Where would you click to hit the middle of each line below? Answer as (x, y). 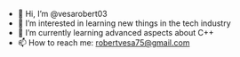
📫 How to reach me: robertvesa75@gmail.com (104, 43)
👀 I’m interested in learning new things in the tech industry (124, 23)
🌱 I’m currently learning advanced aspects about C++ (116, 33)
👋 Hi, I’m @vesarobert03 (63, 14)
